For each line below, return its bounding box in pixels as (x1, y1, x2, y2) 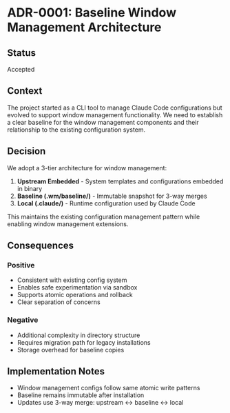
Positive (7, 260, 35, 270)
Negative (7, 315, 39, 325)
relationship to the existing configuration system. (7, 125, 146, 134)
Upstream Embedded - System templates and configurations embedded (17, 177, 224, 185)
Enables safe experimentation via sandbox (17, 283, 138, 292)
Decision (7, 145, 46, 157)
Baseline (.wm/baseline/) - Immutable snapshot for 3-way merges (17, 192, 208, 200)
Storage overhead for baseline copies (17, 345, 125, 354)
